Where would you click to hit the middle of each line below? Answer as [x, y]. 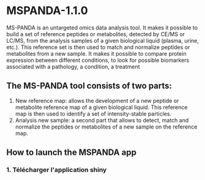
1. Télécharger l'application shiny [57, 170]
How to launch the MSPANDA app [71, 153]
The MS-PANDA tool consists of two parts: [89, 86]
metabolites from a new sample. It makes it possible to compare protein [96, 53]
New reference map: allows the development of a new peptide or [97, 100]
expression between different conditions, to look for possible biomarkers [98, 60]
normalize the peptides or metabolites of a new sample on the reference [106, 127]
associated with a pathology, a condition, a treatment [73, 66]
